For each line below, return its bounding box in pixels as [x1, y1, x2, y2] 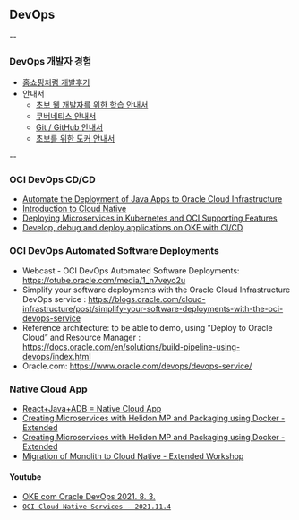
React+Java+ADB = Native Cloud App [21, 403, 162, 413]
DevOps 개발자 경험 [9, 55, 92, 67]
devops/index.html [21, 351, 91, 361]
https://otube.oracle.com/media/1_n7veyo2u [21, 274, 186, 285]
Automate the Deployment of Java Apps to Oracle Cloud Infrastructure [21, 194, 283, 204]
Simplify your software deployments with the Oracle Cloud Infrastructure [21, 284, 291, 295]
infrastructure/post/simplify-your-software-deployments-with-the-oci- [21, 303, 284, 314]
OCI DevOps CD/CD [9, 174, 96, 186]
